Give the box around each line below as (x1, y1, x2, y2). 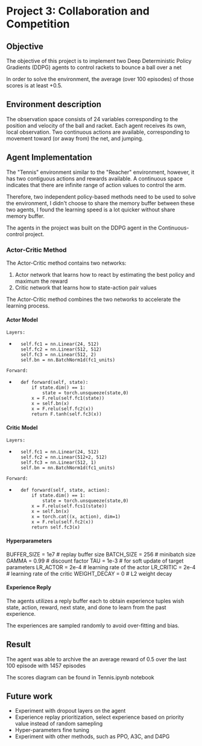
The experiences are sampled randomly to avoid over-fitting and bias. (6, 622, 180, 629)
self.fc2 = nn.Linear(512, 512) (21, 346, 102, 352)
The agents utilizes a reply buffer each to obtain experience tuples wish (6, 597, 185, 604)
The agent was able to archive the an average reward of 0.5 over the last (6, 655, 187, 662)
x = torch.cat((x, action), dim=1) (31, 513, 121, 520)
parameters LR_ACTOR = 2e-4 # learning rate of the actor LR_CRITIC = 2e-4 (6, 563, 196, 570)
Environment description (6, 99, 101, 110)
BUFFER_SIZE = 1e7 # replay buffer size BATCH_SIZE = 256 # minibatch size (6, 550, 196, 558)
